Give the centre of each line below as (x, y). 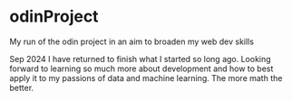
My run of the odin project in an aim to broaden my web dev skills (131, 41)
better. (22, 87)
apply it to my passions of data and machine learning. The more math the (146, 77)
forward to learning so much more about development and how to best (141, 68)
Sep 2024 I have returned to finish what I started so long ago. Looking (140, 59)
